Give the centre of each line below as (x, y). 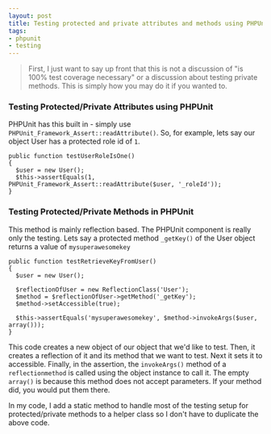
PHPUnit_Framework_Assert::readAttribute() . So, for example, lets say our (132, 133)
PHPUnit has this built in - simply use (70, 124)
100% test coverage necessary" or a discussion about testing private (143, 77)
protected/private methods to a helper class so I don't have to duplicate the (133, 414)
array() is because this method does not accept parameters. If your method (135, 381)
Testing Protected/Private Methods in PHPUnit (101, 212)
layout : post (30, 16)
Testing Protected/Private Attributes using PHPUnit (111, 107)
